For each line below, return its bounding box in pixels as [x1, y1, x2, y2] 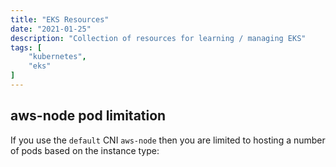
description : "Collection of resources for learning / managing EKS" [10, 33, 307, 43]
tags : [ [10, 42, 43, 53]
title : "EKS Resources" [10, 14, 110, 25]
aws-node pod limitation [10, 107, 167, 125]
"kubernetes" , [28, 52, 87, 62]
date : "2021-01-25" [10, 24, 92, 34]
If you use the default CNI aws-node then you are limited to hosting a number [10, 134, 326, 146]
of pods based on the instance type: [10, 144, 160, 156]
